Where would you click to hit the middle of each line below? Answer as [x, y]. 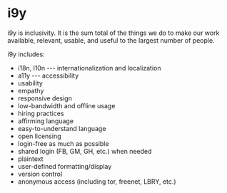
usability [30, 83]
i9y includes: [26, 54]
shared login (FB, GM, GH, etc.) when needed [85, 151]
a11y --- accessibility [48, 75]
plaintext [31, 159]
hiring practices [41, 113]
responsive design [45, 98]
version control [40, 174]
